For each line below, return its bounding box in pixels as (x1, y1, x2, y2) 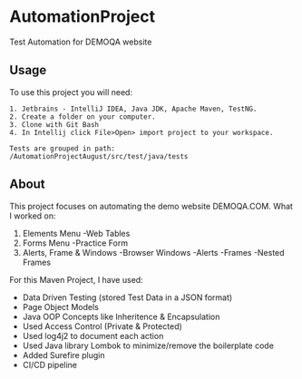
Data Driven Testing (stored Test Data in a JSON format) (22, 292, 233, 303)
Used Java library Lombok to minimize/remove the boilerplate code (22, 340, 275, 351)
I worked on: (9, 210, 56, 221)
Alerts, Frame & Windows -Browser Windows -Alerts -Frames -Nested (22, 247, 285, 258)
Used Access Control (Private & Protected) (22, 320, 183, 332)
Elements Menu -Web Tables (22, 228, 131, 238)
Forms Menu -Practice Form (22, 238, 129, 248)
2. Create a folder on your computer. (9, 112, 156, 121)
